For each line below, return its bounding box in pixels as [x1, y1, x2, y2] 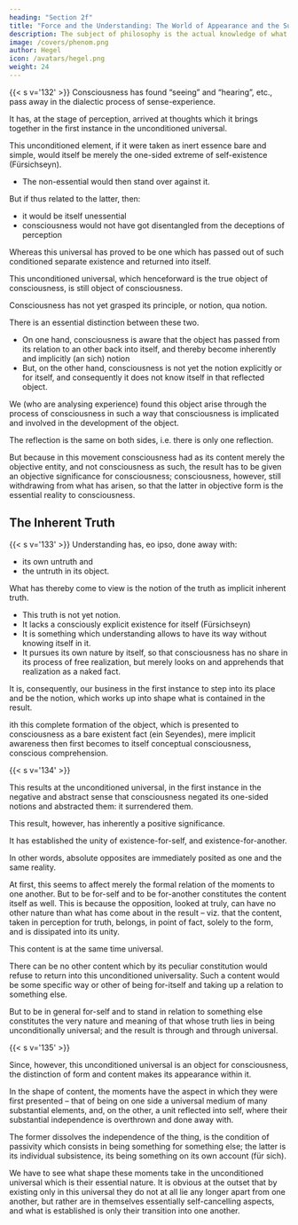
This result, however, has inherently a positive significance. [9, 818, 225, 828]
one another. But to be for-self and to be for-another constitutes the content [9, 889, 286, 899]
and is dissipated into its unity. [9, 926, 120, 937]
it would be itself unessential [21, 210, 127, 221]
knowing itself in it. [21, 637, 91, 648]
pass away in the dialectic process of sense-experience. [9, 96, 216, 107]
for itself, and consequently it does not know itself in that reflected [21, 372, 265, 383]
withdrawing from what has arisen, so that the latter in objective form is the [9, 480, 284, 491]
